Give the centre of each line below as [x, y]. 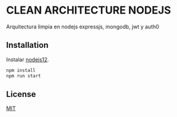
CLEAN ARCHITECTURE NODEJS [88, 10]
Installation [27, 45]
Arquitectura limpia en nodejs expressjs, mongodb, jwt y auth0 [83, 27]
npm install [21, 70]
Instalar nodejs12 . [28, 59]
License [21, 94]
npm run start [24, 76]
